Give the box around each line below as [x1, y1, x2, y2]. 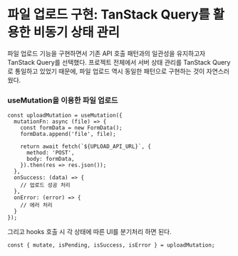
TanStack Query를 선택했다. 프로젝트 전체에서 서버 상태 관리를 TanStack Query [7, 58, 231, 66]
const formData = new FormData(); [20, 124, 123, 132]
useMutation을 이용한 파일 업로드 [7, 95, 118, 105]
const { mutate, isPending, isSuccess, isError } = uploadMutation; [7, 242, 215, 249]
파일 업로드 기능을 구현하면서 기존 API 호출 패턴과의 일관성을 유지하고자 [7, 49, 206, 58]
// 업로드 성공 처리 [20, 182, 71, 189]
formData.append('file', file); [20, 131, 116, 138]
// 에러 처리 [20, 202, 53, 209]
